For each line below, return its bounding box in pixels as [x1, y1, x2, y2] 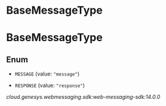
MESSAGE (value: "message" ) [14, 70, 79, 77]
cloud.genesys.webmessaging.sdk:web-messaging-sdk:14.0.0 [6, 93, 161, 101]
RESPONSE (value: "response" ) [14, 82, 85, 89]
